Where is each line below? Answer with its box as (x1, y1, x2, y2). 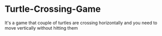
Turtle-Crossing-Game (4, 3, 101, 15)
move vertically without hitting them (4, 25, 78, 31)
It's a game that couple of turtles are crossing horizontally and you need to (4, 20, 158, 26)
